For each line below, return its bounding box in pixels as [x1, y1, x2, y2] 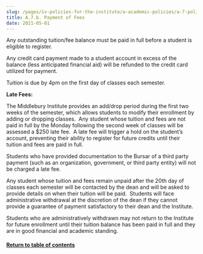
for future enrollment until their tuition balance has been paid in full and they [6, 221, 196, 228]
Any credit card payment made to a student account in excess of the [6, 55, 177, 62]
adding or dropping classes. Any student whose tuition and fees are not [6, 115, 186, 122]
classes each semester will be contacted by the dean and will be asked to [6, 183, 190, 191]
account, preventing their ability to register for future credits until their [6, 135, 180, 142]
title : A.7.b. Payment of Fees [6, 14, 85, 21]
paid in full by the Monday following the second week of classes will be [6, 122, 184, 129]
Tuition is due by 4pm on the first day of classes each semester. [6, 79, 166, 86]
